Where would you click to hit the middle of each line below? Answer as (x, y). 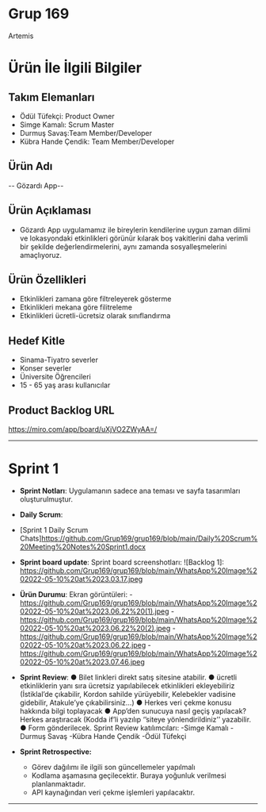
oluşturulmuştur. (46, 499)
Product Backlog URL (61, 410)
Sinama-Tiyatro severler (59, 360)
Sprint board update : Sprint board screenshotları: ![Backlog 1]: (122, 562)
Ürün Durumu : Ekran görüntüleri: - (76, 594)
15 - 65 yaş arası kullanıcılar (65, 385)
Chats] (30, 538)
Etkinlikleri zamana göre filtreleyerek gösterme (95, 299)
